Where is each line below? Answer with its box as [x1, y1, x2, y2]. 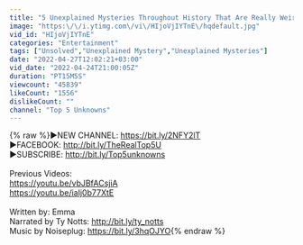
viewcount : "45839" [9, 80, 83, 89]
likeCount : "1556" [9, 88, 78, 97]
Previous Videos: [9, 168, 72, 179]
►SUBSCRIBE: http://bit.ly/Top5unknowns [9, 150, 166, 160]
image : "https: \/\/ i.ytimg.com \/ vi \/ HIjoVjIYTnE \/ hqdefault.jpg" [9, 22, 260, 31]
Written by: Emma [9, 206, 76, 217]
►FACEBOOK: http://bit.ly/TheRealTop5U [9, 140, 162, 150]
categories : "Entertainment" [9, 38, 119, 48]
